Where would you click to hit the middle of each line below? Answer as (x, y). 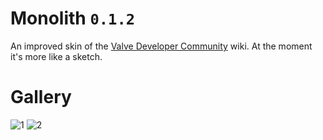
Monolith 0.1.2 (73, 18)
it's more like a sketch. (56, 56)
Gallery (41, 97)
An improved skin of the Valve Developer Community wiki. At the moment (161, 46)
